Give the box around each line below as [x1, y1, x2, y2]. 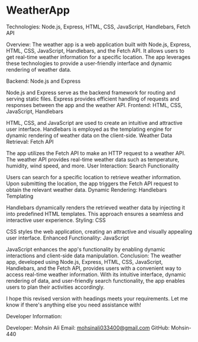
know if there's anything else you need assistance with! [6, 301, 141, 308]
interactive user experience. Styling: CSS [6, 217, 106, 224]
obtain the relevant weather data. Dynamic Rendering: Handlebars [6, 186, 167, 193]
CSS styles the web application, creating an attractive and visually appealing [6, 228, 193, 235]
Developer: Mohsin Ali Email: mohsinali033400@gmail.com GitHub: [6, 324, 170, 331]
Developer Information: [6, 312, 62, 320]
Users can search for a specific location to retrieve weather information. [6, 173, 181, 180]
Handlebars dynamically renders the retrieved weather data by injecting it [6, 204, 185, 211]
